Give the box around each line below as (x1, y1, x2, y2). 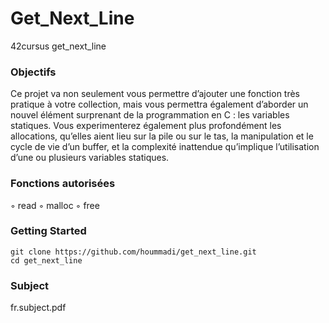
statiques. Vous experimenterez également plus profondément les (10, 120, 282, 132)
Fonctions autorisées (10, 177, 116, 191)
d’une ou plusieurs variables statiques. (10, 152, 170, 164)
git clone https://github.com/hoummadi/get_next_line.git (10, 247, 257, 257)
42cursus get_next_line (10, 40, 107, 52)
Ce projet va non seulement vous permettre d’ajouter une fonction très (10, 88, 301, 100)
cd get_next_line (10, 255, 83, 266)
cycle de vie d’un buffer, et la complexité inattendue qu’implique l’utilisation (10, 141, 320, 153)
